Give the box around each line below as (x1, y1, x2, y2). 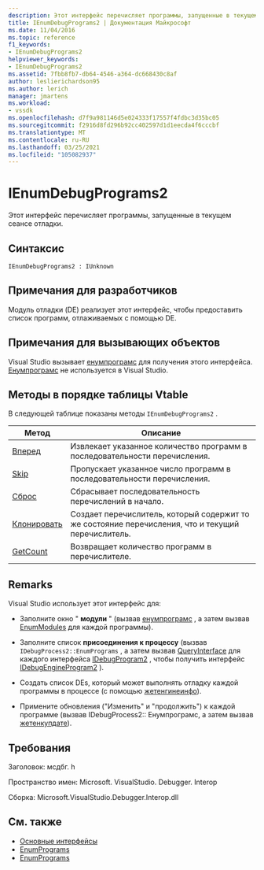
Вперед (12, 446, 42, 457)
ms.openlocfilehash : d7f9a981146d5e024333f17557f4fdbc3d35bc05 (8, 114, 220, 122)
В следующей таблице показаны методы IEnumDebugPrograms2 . (8, 409, 218, 418)
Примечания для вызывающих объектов (8, 336, 221, 350)
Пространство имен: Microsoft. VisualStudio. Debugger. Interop (8, 777, 218, 787)
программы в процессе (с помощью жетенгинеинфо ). (19, 687, 202, 696)
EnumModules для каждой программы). (19, 623, 154, 632)
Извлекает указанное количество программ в (70, 441, 247, 452)
